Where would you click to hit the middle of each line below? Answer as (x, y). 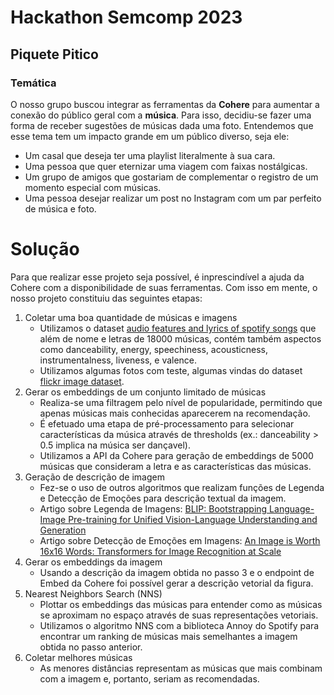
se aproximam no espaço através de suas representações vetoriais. (179, 615)
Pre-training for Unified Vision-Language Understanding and (193, 519)
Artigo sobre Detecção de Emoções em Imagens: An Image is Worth (180, 540)
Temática (33, 83)
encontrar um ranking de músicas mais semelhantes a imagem (168, 636)
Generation (63, 530)
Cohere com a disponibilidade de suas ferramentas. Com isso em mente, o (164, 287)
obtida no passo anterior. (91, 647)
